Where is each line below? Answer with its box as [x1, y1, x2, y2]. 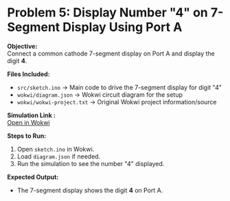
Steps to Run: [7, 132, 47, 140]
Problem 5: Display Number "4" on [7, 5, 208, 21]
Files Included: [7, 70, 50, 78]
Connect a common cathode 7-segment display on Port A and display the [7, 49, 215, 58]
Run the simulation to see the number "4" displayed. [16, 159, 165, 167]
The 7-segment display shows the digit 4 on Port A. [16, 186, 163, 194]
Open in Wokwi [7, 118, 50, 126]
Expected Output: [7, 173, 59, 181]
